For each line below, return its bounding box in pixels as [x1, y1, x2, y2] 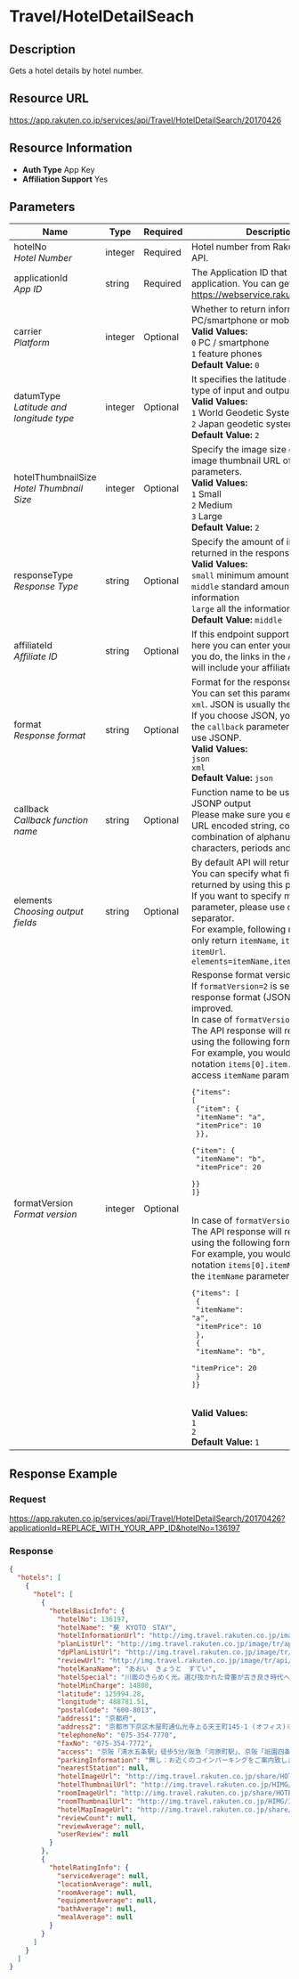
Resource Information [9, 141, 133, 156]
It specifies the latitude [190, 373, 287, 386]
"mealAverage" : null [56, 1913, 133, 1922]
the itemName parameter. [190, 1270, 292, 1283]
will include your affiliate [190, 662, 294, 674]
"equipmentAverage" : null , [56, 1896, 158, 1905]
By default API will [190, 857, 267, 869]
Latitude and [13, 401, 68, 413]
